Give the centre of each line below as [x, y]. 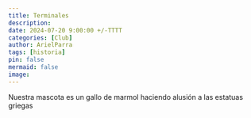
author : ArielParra [41, 45]
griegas [21, 105]
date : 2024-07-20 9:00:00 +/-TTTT [66, 30]
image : [19, 74]
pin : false [26, 60]
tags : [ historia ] [37, 52]
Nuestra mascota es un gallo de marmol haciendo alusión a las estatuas [126, 97]
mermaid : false [33, 67]
